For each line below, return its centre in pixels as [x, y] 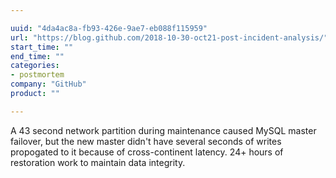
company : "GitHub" [48, 84]
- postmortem [37, 75]
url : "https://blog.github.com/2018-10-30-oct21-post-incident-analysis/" [169, 37]
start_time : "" [42, 47]
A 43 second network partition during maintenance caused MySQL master [163, 130]
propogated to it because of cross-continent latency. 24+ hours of [147, 152]
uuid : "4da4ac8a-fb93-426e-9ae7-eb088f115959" [109, 28]
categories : [35, 66]
